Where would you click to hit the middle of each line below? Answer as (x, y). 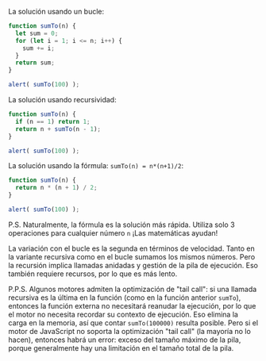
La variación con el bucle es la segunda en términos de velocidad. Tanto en (132, 248)
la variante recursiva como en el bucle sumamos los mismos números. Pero (132, 256)
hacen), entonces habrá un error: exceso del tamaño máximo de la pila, (125, 340)
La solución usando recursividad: (62, 100)
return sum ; (35, 63)
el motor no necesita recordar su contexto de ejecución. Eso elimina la (123, 314)
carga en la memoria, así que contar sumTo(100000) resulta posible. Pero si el (133, 323)
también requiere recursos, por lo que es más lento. (93, 274)
